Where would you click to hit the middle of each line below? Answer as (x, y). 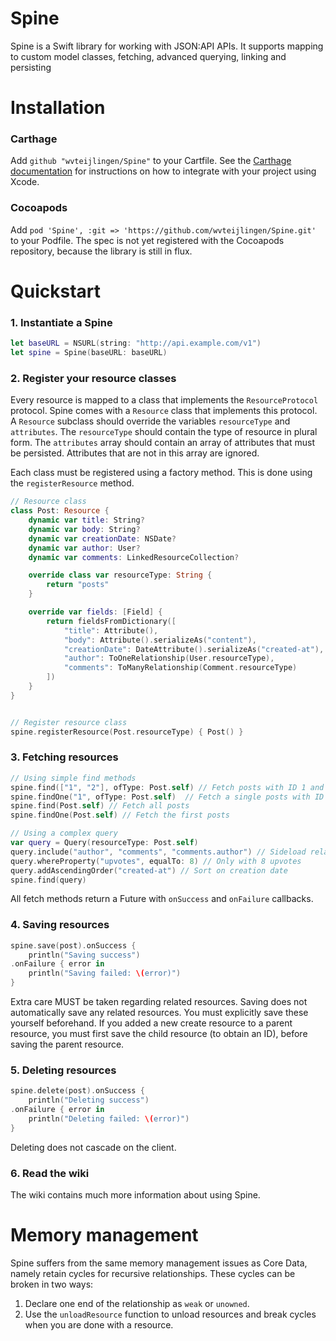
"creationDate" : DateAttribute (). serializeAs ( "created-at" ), (194, 649)
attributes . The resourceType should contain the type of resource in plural (164, 432)
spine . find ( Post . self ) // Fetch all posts (100, 806)
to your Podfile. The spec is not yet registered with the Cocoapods (147, 240)
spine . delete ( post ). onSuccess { (77, 1091)
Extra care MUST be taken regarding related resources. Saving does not (159, 1002)
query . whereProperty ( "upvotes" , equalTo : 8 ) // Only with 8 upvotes (156, 861)
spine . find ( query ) (48, 880)
